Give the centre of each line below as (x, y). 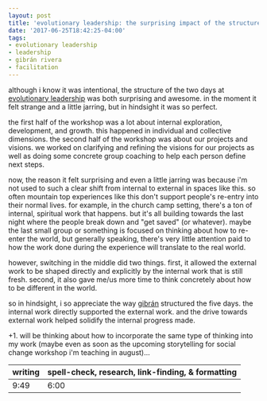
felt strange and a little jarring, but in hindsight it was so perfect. (113, 106)
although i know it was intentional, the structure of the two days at (116, 90)
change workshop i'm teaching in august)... (79, 352)
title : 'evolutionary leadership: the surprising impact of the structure (135, 23)
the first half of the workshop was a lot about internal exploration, (115, 122)
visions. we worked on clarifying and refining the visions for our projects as (132, 147)
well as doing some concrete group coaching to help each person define (127, 156)
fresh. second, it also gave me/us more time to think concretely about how (130, 280)
